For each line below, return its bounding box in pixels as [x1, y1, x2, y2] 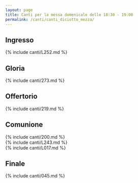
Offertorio [5, 92, 38, 101]
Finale [5, 160, 25, 168]
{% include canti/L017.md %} [5, 144, 66, 150]
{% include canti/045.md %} [5, 173, 65, 179]
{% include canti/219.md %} [5, 105, 65, 112]
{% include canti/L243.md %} [5, 139, 68, 145]
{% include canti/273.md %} [5, 77, 65, 83]
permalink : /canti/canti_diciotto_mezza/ [5, 17, 95, 22]
